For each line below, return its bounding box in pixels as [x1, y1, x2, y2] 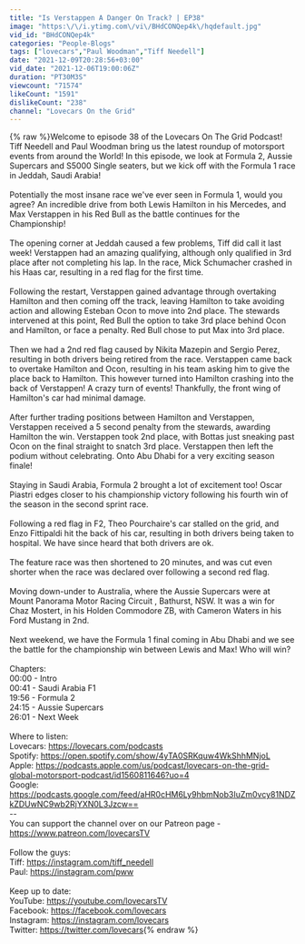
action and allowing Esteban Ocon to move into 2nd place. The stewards [9, 306, 280, 317]
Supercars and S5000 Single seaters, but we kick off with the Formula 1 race [9, 160, 296, 171]
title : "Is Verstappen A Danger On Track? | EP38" [9, 13, 205, 23]
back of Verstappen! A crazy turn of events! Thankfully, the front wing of [9, 383, 281, 394]
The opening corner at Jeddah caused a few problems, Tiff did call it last [9, 238, 281, 249]
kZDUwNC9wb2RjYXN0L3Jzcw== [9, 798, 139, 810]
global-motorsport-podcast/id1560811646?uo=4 [9, 770, 190, 781]
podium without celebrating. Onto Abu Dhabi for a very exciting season [9, 451, 275, 462]
